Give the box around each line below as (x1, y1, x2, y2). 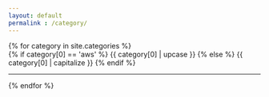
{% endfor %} (8, 80, 54, 90)
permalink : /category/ (8, 19, 88, 27)
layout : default (8, 11, 62, 20)
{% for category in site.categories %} (8, 41, 132, 50)
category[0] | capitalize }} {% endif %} (8, 57, 136, 68)
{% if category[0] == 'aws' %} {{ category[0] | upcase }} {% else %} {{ (8, 49, 243, 59)
